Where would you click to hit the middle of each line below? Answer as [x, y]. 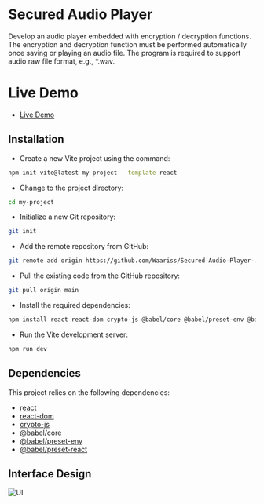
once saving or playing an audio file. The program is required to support [125, 53]
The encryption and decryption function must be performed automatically [128, 44]
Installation [36, 139]
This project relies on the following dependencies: [89, 392]
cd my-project [31, 202]
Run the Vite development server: [73, 334]
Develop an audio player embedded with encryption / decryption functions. [130, 36]
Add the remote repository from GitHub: [84, 247]
